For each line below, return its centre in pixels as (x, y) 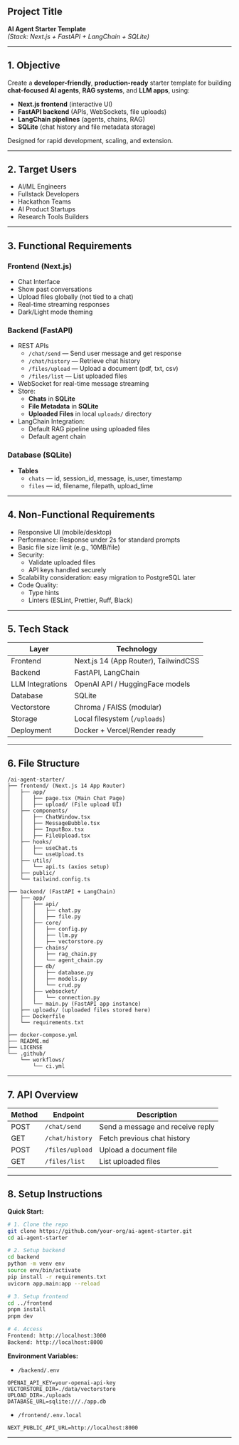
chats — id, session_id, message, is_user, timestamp (105, 478)
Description (157, 1115)
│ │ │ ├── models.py (47, 979)
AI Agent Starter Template (47, 28)
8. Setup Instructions (55, 1194)
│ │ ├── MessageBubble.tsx (54, 824)
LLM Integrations (39, 684)
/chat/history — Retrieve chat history (84, 361)
